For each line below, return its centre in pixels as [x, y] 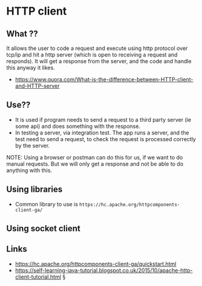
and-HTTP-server [37, 86]
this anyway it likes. [31, 68]
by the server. [32, 145]
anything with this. [29, 170]
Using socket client [43, 228]
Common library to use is [46, 204]
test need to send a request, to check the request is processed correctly [105, 139]
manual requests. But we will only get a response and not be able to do [95, 164]
